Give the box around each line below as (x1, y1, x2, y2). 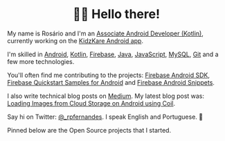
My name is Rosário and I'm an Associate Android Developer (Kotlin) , (7, 29, 204, 38)
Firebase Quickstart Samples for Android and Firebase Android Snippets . (7, 78, 215, 86)
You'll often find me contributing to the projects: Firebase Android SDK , (7, 71, 210, 79)
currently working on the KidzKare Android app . (7, 36, 144, 44)
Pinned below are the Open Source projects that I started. (7, 126, 172, 134)
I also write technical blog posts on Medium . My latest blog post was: (7, 92, 205, 100)
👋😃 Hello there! (72, 6, 161, 22)
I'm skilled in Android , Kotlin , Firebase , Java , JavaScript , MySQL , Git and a (7, 50, 219, 58)
